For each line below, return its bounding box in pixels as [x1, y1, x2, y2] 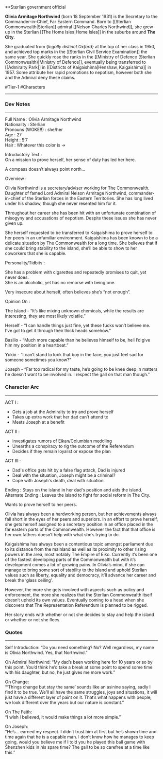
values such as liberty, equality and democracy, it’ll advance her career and [5, 572, 156, 578]
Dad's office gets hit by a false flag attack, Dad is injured [12, 467, 125, 473]
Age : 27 [5, 132, 22, 138]
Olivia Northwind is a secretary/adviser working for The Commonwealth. [5, 185, 149, 191]
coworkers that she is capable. [5, 251, 66, 256]
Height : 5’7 [5, 137, 28, 143]
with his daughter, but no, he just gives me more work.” [5, 669, 115, 675]
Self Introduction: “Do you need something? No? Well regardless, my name [5, 644, 154, 650]
